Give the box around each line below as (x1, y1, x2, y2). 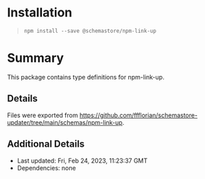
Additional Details (7, 139, 85, 150)
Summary (7, 50, 64, 66)
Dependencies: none (16, 163, 77, 172)
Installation (7, 5, 73, 21)
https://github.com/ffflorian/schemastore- (79, 111, 197, 119)
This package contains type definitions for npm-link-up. (7, 73, 165, 81)
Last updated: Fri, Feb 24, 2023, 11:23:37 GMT (16, 156, 148, 165)
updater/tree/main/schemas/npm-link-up (7, 118, 123, 126)
